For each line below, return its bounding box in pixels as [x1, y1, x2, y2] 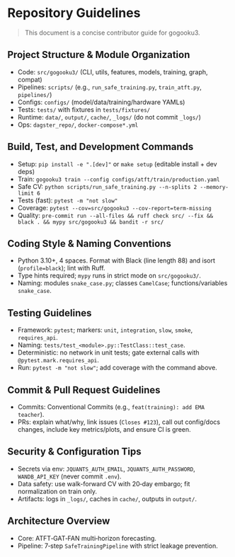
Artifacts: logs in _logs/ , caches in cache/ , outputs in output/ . [17, 494, 197, 503]
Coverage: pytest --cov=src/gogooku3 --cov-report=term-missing [17, 203, 212, 212]
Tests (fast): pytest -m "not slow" [17, 196, 118, 205]
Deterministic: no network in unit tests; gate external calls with [17, 348, 200, 357]
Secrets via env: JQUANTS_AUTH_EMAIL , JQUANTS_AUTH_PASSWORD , [17, 464, 196, 473]
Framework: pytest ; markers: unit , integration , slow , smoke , [17, 326, 193, 334]
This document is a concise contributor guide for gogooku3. [24, 28, 200, 37]
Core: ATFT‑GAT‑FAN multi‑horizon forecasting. [17, 534, 157, 542]
